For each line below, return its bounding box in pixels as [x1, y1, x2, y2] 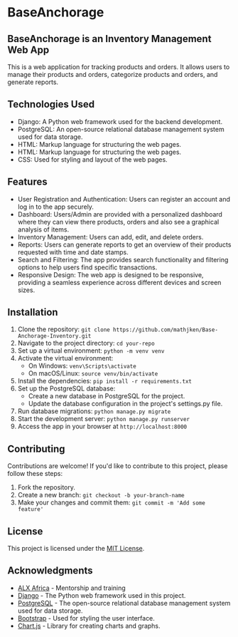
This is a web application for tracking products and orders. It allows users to [7, 63, 230, 71]
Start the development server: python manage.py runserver [17, 415, 190, 423]
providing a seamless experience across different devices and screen [17, 278, 222, 286]
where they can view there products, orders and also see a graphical [17, 217, 220, 226]
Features [7, 176, 48, 188]
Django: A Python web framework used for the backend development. [17, 117, 222, 125]
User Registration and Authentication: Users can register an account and [17, 195, 231, 203]
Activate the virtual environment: [17, 354, 114, 363]
